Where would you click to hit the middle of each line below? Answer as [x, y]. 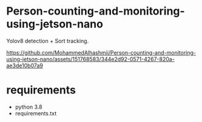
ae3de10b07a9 [25, 66]
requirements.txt [36, 113]
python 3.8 [29, 107]
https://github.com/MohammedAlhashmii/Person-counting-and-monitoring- [101, 52]
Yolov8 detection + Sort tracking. [48, 41]
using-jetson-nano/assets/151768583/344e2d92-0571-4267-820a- [90, 59]
